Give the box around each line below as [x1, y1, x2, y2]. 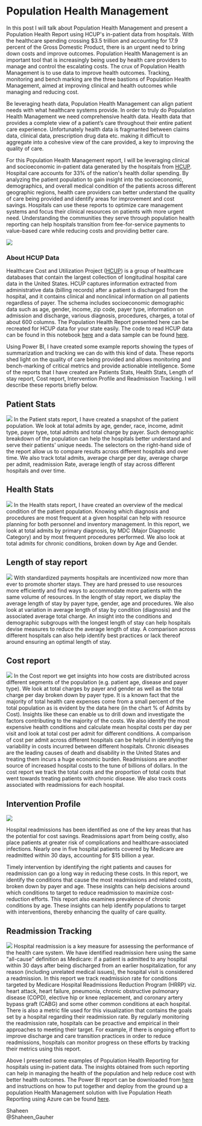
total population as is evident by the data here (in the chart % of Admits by [6, 704, 191, 711]
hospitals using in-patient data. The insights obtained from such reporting [6, 1063, 190, 1070]
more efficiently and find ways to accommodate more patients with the [6, 587, 182, 594]
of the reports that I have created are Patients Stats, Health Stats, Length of [6, 369, 194, 376]
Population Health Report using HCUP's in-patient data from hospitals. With [6, 30, 194, 37]
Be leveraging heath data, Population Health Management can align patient [6, 100, 193, 107]
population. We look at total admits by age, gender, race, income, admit [6, 422, 183, 430]
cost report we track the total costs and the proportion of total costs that [6, 768, 186, 776]
